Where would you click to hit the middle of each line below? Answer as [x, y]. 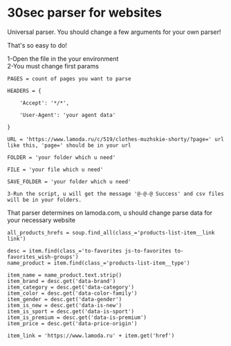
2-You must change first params [53, 66]
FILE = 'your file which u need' [55, 170]
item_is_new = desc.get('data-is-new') [65, 305]
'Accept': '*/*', [45, 103]
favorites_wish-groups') [43, 257]
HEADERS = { [24, 91]
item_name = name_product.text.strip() [65, 275]
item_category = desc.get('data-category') [71, 287]
